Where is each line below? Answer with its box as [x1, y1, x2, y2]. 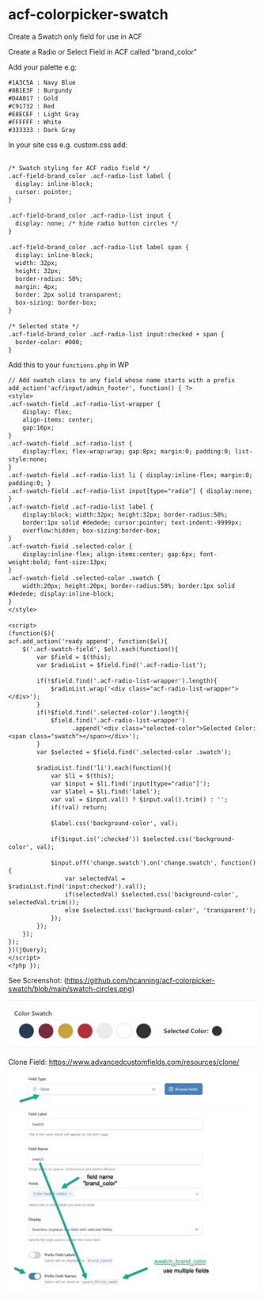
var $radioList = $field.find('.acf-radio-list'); [36, 661, 207, 669]
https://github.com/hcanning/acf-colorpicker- [66, 975, 216, 985]
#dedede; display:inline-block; [8, 589, 115, 598]
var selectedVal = [64, 874, 126, 883]
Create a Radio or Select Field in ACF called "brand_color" [8, 47, 198, 56]
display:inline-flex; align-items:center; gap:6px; [22, 550, 196, 559]
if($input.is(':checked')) [50, 835, 140, 843]
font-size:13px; [54, 558, 108, 566]
